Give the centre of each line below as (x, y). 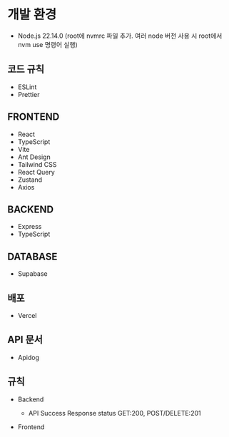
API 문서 (25, 340)
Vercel (27, 315)
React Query (36, 172)
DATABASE (32, 256)
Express (30, 227)
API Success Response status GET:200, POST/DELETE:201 (114, 413)
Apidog (28, 357)
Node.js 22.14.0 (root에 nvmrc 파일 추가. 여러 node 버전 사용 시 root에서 (120, 36)
